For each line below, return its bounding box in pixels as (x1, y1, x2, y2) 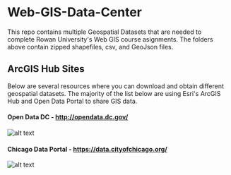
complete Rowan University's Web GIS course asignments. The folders (7, 35, 213, 43)
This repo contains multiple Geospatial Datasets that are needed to (7, 28, 202, 36)
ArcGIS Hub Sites (7, 63, 85, 75)
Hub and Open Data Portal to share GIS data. (7, 97, 138, 105)
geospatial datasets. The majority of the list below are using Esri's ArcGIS (7, 89, 221, 97)
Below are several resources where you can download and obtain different (7, 82, 225, 90)
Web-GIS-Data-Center (7, 4, 143, 20)
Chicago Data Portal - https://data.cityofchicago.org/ (7, 145, 167, 153)
